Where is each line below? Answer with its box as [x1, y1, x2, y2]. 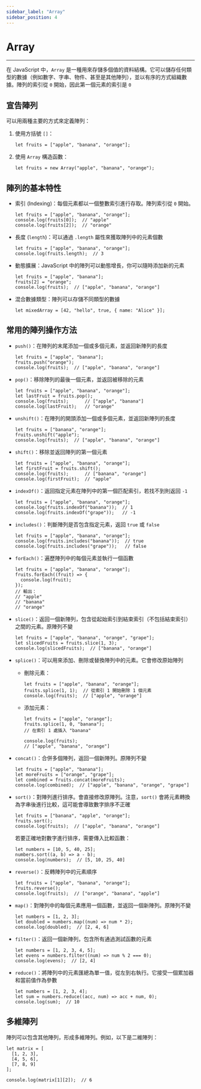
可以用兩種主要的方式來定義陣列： [6, 117, 90, 124]
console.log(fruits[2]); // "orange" [14, 222, 112, 228]
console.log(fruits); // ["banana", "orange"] [14, 471, 147, 477]
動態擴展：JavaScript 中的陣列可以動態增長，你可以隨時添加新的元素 [14, 262, 184, 269]
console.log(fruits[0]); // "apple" [14, 217, 109, 223]
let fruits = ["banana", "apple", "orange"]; [14, 813, 130, 819]
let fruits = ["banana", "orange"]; [14, 426, 106, 432]
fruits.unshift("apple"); [14, 432, 80, 438]
